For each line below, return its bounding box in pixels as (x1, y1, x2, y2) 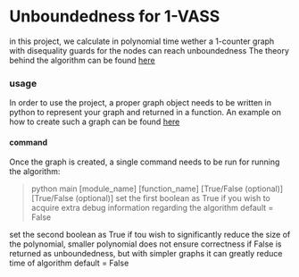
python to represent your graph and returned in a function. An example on (9, 107, 281, 118)
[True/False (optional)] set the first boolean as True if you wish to (30, 193, 270, 204)
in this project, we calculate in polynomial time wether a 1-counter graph (9, 36, 275, 46)
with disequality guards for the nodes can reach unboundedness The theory (9, 45, 290, 55)
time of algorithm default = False (9, 257, 129, 269)
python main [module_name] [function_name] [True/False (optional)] (30, 183, 284, 194)
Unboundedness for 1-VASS (9, 6, 220, 27)
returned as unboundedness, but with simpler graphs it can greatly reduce (9, 248, 283, 259)
